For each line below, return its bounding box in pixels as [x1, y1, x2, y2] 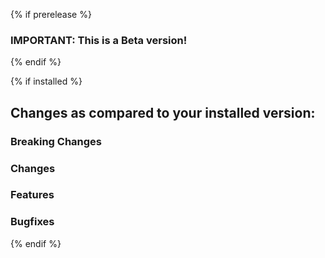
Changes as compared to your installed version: [10, 104, 316, 121]
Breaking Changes [10, 134, 103, 148]
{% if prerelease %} [10, 9, 92, 20]
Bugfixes [10, 215, 55, 229]
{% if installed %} [10, 75, 83, 88]
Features [10, 188, 55, 202]
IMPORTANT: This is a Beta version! [10, 33, 188, 47]
